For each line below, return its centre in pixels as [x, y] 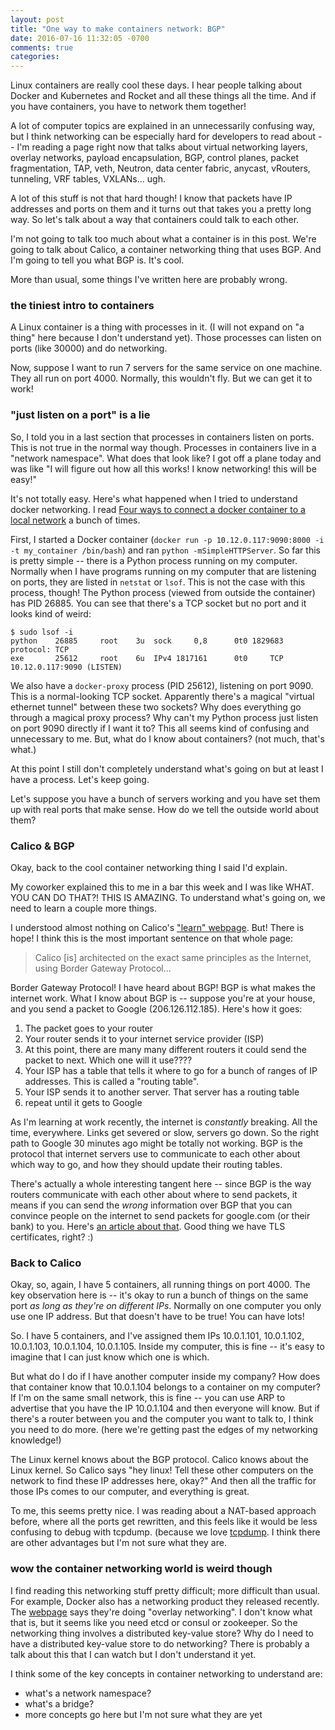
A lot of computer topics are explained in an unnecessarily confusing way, [163, 126]
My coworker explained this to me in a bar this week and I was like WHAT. [162, 887]
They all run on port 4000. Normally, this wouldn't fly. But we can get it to [161, 378]
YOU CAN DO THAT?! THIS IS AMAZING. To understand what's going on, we [168, 898]
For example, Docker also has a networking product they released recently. [165, 1601]
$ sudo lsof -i [42, 632]
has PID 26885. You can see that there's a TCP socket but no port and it [158, 603]
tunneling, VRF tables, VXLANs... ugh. [88, 179]
